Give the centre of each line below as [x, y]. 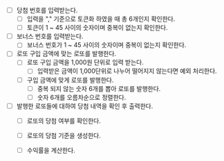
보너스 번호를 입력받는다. [50, 36]
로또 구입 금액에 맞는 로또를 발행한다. [66, 53]
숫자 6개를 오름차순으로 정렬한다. [82, 97]
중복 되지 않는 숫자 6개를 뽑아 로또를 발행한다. [99, 88]
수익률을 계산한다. [51, 150]
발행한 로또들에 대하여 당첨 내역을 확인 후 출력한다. [85, 105]
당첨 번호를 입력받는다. [47, 10]
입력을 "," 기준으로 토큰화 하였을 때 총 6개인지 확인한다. [101, 19]
